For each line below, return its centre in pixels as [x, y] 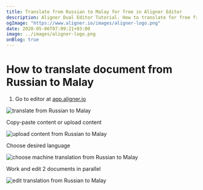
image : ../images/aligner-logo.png [51, 34]
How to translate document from [89, 69]
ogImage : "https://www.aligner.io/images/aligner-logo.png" [84, 23]
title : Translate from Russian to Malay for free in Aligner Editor [94, 12]
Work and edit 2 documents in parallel [53, 168]
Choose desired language [38, 146]
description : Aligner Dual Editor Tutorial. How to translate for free [98, 17]
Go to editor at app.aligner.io [50, 99]
